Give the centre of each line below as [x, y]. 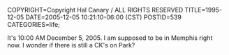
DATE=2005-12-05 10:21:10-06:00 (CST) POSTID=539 [103, 17]
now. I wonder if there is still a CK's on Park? [71, 45]
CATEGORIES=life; [34, 24]
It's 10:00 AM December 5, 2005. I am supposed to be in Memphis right [110, 38]
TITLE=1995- [203, 10]
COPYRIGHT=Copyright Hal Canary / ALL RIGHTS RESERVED [95, 10]
